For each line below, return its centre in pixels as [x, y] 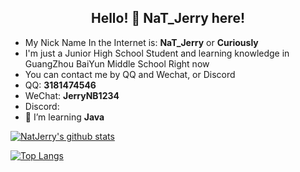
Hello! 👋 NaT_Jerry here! [168, 18]
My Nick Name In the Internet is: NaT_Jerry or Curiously [141, 42]
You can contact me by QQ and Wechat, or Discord [130, 74]
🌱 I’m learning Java [64, 117]
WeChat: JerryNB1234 [72, 95]
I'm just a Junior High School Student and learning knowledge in [157, 53]
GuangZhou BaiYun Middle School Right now [117, 63]
